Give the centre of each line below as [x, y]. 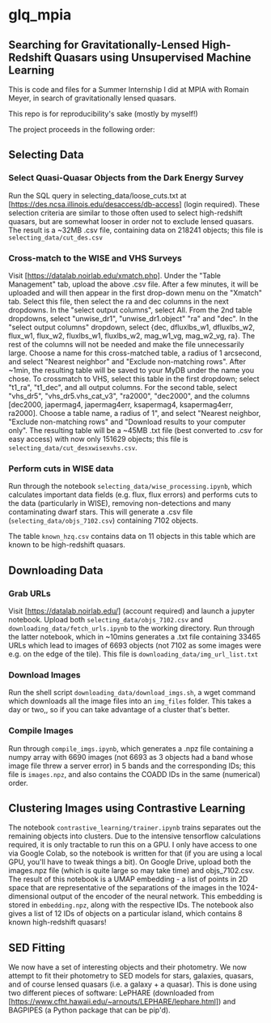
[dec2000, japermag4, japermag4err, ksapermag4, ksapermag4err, [121, 404]
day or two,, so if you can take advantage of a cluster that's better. [119, 710]
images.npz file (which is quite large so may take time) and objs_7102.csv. [131, 871]
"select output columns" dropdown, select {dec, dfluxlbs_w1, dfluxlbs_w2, [132, 327]
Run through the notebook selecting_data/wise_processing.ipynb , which [130, 486]
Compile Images [41, 731]
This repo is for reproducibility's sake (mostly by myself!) [103, 114]
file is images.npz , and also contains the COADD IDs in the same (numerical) [135, 774]
